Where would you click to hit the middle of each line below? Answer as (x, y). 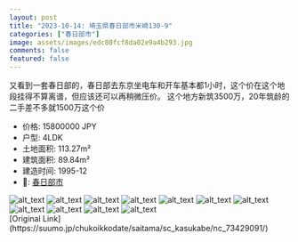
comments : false (39, 51)
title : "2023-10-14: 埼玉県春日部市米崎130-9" (91, 26)
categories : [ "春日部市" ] (55, 34)
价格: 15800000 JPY (59, 126)
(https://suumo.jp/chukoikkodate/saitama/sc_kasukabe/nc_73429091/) (139, 228)
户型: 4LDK (43, 137)
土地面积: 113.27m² (56, 149)
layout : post (33, 17)
